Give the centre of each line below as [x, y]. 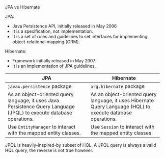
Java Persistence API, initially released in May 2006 [64, 26]
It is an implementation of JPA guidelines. [54, 66]
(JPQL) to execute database [40, 113]
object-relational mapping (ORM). [46, 42]
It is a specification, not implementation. [53, 31]
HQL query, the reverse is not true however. [49, 150]
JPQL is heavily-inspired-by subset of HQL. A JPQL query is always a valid [81, 145]
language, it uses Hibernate [122, 100]
